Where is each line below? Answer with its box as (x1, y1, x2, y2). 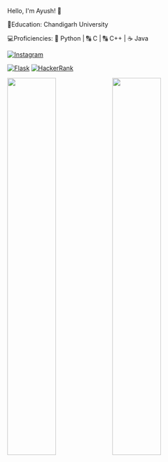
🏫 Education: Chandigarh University (7, 20, 108, 28)
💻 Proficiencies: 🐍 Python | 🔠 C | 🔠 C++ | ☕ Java (7, 34, 149, 42)
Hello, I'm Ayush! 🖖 (7, 7, 62, 15)
